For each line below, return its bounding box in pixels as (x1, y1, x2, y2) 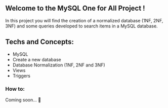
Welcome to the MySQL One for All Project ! (5, 4, 145, 13)
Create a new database (12, 56, 62, 62)
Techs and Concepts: (5, 38, 74, 46)
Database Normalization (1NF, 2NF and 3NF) (12, 62, 105, 68)
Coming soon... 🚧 (5, 96, 41, 103)
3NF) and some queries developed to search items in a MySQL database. (5, 23, 158, 29)
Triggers (12, 73, 30, 79)
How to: (5, 85, 25, 92)
